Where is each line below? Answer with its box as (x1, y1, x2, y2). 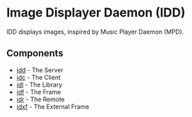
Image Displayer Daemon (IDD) (6, 5, 186, 21)
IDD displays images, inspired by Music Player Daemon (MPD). (6, 28, 184, 36)
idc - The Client (16, 73, 61, 81)
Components (6, 47, 63, 59)
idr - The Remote (16, 95, 65, 103)
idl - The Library (16, 81, 63, 89)
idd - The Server (16, 65, 63, 74)
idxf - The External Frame (16, 102, 89, 111)
